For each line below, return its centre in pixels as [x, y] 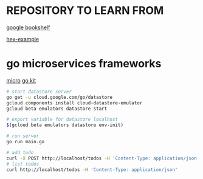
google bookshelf [28, 27]
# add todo [20, 152]
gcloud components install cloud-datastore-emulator [74, 103]
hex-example [23, 39]
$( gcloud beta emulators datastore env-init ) [65, 125]
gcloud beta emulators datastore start [57, 109]
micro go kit [21, 80]
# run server [23, 136]
